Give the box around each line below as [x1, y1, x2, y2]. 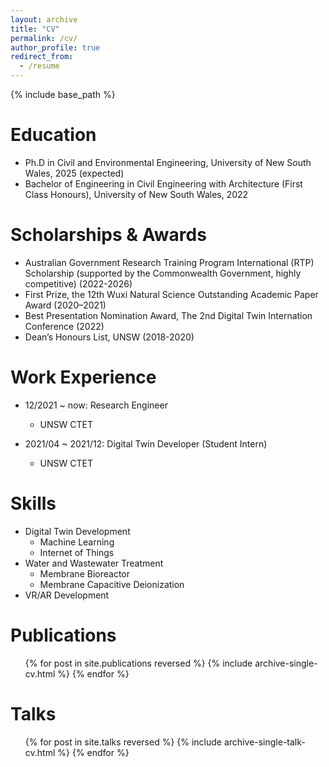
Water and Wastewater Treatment [24, 557, 164, 569]
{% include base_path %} [10, 89, 116, 100]
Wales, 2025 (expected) [24, 167, 125, 179]
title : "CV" [10, 24, 60, 34]
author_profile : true [10, 42, 101, 53]
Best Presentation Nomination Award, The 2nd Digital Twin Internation [24, 309, 313, 321]
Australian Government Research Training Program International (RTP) [24, 256, 315, 268]
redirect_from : [10, 52, 74, 62]
